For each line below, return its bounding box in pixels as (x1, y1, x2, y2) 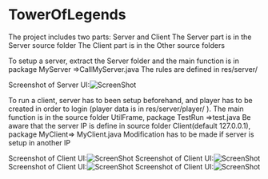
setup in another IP (8, 137, 70, 147)
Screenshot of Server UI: (8, 80, 90, 89)
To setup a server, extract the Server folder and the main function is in (8, 56, 240, 66)
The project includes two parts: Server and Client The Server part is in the (8, 32, 252, 42)
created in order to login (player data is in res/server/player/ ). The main (8, 104, 244, 113)
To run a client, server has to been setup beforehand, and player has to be (8, 95, 254, 105)
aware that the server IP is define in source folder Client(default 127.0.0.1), (8, 121, 251, 130)
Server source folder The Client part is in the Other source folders (8, 40, 226, 50)
